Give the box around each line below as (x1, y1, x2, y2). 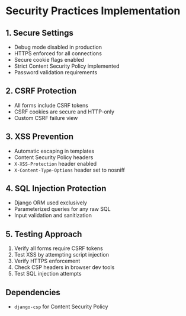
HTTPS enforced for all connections (14, 50, 102, 57)
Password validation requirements (14, 69, 98, 75)
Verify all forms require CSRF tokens (14, 245, 103, 252)
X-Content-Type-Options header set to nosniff (14, 166, 125, 173)
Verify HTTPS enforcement (14, 257, 81, 265)
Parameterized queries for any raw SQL (14, 206, 111, 213)
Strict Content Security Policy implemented (14, 62, 120, 69)
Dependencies (5, 287, 60, 298)
